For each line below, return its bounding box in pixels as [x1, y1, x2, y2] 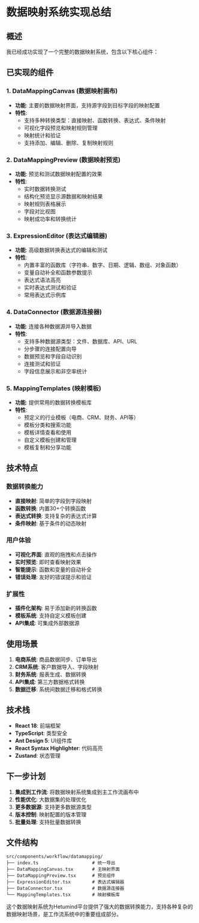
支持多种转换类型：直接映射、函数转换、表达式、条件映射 [23, 116, 166, 123]
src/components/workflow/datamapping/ [6, 853, 103, 860]
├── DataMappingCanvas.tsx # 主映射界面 [6, 867, 120, 873]
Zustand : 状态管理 [14, 752, 61, 759]
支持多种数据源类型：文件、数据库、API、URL [23, 337, 138, 345]
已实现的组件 [6, 67, 54, 78]
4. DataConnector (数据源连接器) [6, 308, 102, 316]
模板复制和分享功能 [23, 444, 72, 451]
